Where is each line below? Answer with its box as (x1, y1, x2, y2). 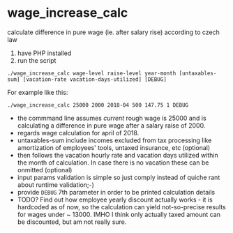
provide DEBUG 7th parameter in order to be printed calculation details (17, 188, 215, 196)
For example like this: (7, 88, 68, 96)
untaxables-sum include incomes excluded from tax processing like (17, 136, 212, 144)
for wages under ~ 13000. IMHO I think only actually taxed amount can (17, 210, 221, 218)
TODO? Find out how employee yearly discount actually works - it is (17, 195, 213, 204)
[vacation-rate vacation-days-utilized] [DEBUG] (22, 75, 167, 83)
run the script (17, 56, 57, 64)
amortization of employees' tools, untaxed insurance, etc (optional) (17, 143, 211, 151)
